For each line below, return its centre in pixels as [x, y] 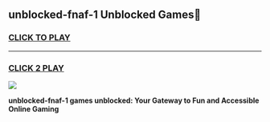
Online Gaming [34, 108]
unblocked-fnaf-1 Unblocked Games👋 [105, 15]
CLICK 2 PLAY [36, 67]
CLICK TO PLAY [39, 38]
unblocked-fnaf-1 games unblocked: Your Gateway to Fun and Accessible [134, 100]
